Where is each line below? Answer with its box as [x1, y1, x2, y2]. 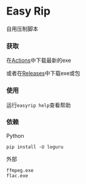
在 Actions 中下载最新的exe [6, 56, 71, 64]
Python [6, 132, 24, 139]
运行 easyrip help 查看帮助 [6, 101, 71, 109]
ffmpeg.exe [6, 167, 34, 174]
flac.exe [6, 172, 28, 179]
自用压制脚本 [6, 25, 38, 32]
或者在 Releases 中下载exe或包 [6, 70, 81, 77]
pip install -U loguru [6, 144, 64, 150]
